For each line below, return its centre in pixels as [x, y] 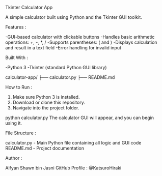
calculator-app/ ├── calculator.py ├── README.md [60, 77]
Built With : [17, 57]
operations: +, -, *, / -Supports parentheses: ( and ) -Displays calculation [81, 42]
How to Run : [19, 87]
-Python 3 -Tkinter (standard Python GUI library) [56, 67]
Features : [16, 27]
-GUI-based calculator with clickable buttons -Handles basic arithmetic [80, 37]
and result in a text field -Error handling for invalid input [63, 48]
